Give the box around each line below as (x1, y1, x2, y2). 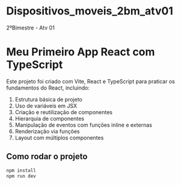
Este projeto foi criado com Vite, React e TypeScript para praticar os (6, 77, 176, 85)
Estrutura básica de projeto (14, 96, 83, 103)
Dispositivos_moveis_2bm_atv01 (6, 4, 173, 18)
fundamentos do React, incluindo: (6, 84, 90, 91)
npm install (6, 167, 36, 174)
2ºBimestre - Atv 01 (6, 24, 55, 31)
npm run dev (6, 173, 36, 179)
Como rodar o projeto (6, 151, 88, 162)
